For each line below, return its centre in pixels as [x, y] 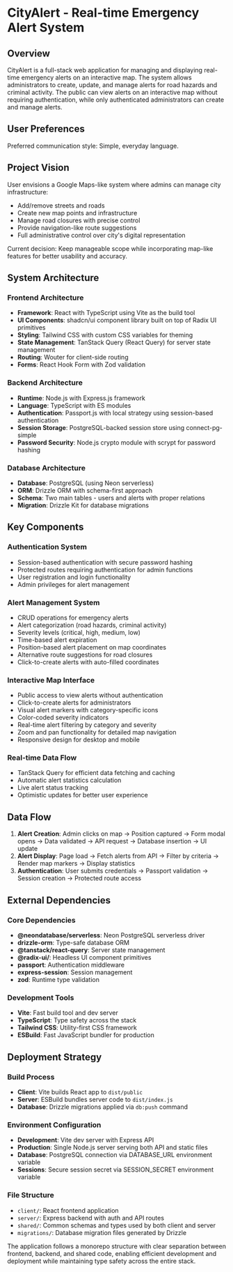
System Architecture [53, 278]
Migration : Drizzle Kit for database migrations [83, 505]
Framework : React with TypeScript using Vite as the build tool [106, 313]
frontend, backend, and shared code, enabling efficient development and [112, 1253]
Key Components [46, 527]
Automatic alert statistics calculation [69, 780]
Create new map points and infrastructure [77, 213]
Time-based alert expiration [57, 640]
